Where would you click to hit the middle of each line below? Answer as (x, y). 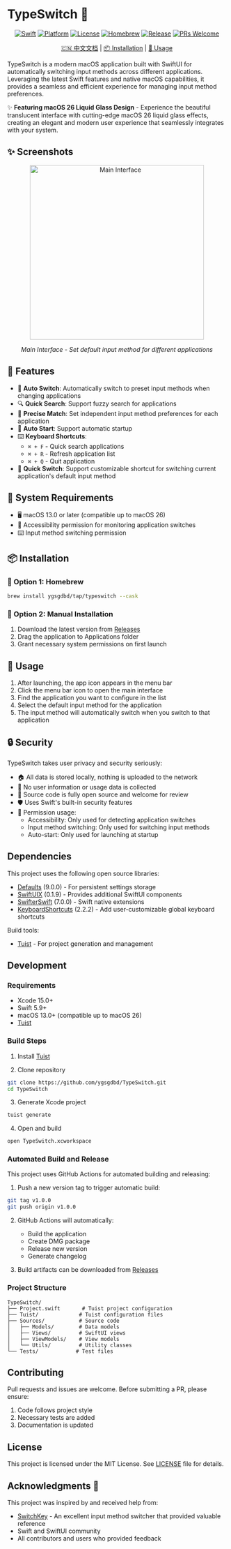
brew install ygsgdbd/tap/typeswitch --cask (73, 596)
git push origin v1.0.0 (42, 1207)
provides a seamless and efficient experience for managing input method (112, 86)
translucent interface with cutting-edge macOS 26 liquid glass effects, (108, 115)
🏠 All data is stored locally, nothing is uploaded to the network (107, 777)
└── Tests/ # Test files (60, 1351)
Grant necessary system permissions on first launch (92, 644)
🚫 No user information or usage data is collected (87, 787)
